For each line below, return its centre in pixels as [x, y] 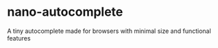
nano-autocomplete [65, 12]
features [19, 38]
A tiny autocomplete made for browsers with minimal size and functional [109, 31]
